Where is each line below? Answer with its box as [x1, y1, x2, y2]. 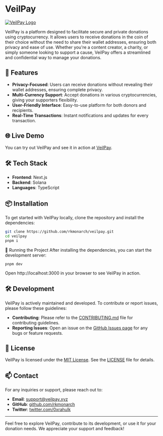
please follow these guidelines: [5, 305, 67, 311]
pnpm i [5, 238, 18, 243]
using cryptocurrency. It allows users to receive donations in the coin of [5, 34, 148, 40]
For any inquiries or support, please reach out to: [5, 387, 103, 393]
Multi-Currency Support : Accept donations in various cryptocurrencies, [12, 92, 157, 97]
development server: [5, 252, 47, 258]
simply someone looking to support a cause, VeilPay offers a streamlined [5, 49, 151, 55]
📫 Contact [5, 371, 39, 380]
